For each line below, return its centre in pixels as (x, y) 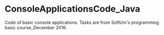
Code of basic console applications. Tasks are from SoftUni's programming (82, 22)
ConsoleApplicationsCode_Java (73, 9)
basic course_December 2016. (36, 27)
